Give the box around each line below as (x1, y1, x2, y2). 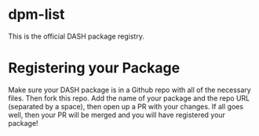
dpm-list (8, 6, 65, 24)
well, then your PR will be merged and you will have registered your (8, 110, 226, 119)
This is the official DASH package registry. (8, 31, 145, 41)
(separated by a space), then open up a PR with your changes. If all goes (8, 101, 244, 111)
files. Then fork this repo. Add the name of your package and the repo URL (8, 93, 250, 103)
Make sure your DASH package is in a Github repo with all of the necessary (8, 85, 251, 94)
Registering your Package (8, 59, 181, 77)
